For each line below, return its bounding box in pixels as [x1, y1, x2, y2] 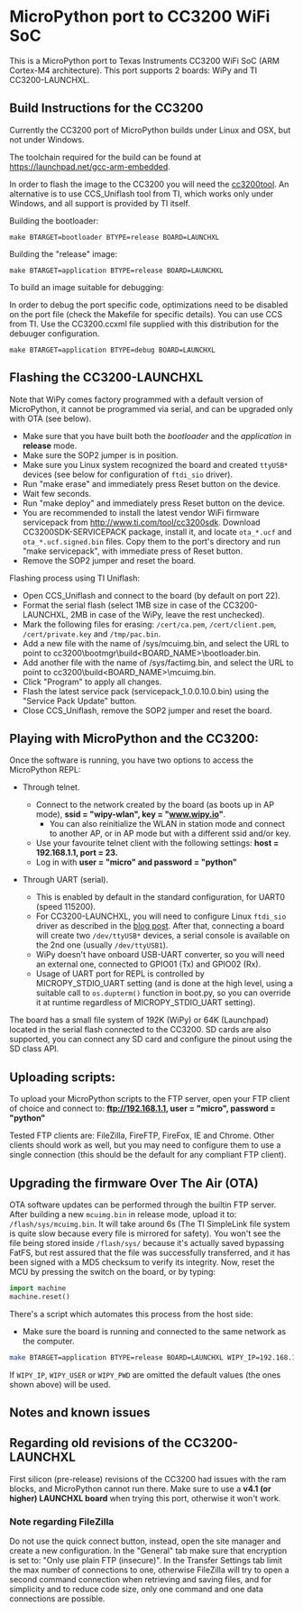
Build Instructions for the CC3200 [9, 101, 204, 116]
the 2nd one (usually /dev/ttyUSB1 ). [35, 939, 169, 950]
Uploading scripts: [9, 1069, 115, 1085]
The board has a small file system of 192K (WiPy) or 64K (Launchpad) [9, 1014, 269, 1025]
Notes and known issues [9, 1405, 151, 1421]
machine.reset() [9, 1292, 70, 1301]
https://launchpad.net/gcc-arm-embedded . [9, 160, 170, 172]
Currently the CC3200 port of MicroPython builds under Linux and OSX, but [9, 124, 291, 135]
